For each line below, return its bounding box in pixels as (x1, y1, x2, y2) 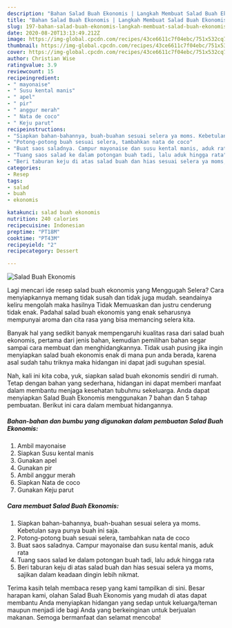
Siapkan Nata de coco (17, 479, 81, 487)
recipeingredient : (7, 74, 60, 82)
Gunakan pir (17, 464, 52, 472)
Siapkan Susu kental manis (17, 449, 95, 457)
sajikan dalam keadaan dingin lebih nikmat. (17, 571, 139, 579)
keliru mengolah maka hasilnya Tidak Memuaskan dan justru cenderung (7, 301, 212, 309)
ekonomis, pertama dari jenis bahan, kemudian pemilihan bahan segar (7, 336, 206, 344)
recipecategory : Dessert (7, 248, 79, 255)
